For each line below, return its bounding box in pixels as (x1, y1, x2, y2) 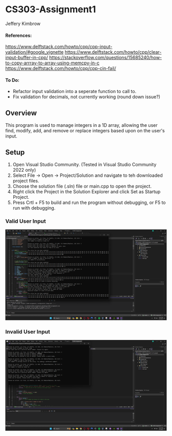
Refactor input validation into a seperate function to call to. (12, 88, 137, 95)
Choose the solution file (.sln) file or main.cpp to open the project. (12, 183, 152, 189)
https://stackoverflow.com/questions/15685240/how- (49, 55, 162, 61)
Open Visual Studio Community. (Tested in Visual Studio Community (12, 161, 157, 167)
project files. (12, 177, 39, 183)
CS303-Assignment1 (5, 4, 96, 15)
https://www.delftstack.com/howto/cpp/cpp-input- (5, 43, 113, 50)
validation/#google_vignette (5, 49, 64, 55)
